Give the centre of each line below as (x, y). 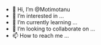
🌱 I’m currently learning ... (45, 22)
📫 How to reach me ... (40, 36)
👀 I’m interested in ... (38, 16)
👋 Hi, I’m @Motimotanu (41, 9)
